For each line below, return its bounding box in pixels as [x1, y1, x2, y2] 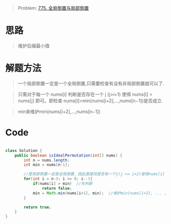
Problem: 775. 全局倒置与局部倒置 [17, 5, 89, 11]
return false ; [41, 186, 72, 191]
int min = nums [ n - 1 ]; [24, 162, 70, 168]
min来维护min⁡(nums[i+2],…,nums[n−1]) [17, 108, 101, 115]
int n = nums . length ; [24, 158, 70, 163]
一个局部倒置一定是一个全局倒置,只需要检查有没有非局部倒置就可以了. [17, 80, 164, 86]
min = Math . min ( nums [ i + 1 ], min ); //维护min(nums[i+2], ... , [32, 190, 167, 196]
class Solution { [5, 148, 42, 153]
